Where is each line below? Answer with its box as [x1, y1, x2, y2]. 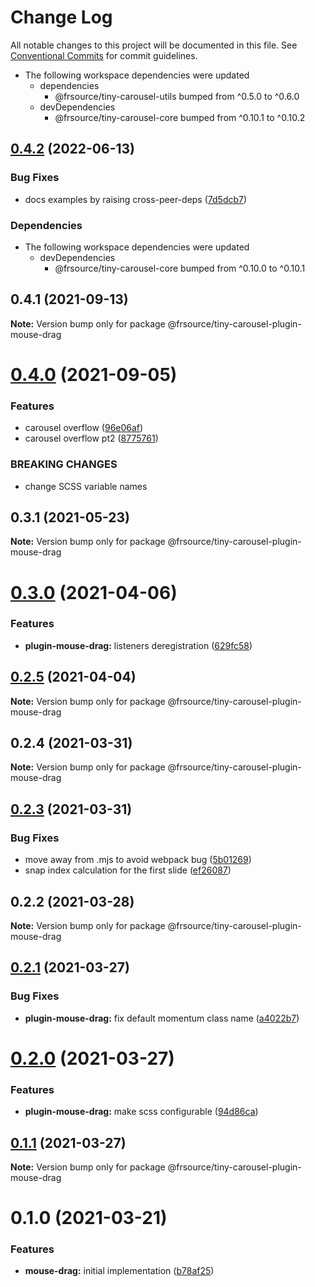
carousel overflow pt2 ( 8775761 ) [24, 432, 159, 445]
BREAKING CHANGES [10, 457, 118, 471]
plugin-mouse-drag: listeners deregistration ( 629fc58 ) [24, 639, 253, 651]
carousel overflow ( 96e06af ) [24, 422, 144, 434]
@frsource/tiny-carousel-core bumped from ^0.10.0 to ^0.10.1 [54, 262, 306, 274]
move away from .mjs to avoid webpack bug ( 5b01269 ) [24, 854, 252, 866]
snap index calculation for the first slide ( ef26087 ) [24, 864, 232, 876]
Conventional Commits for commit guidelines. [10, 49, 198, 61]
